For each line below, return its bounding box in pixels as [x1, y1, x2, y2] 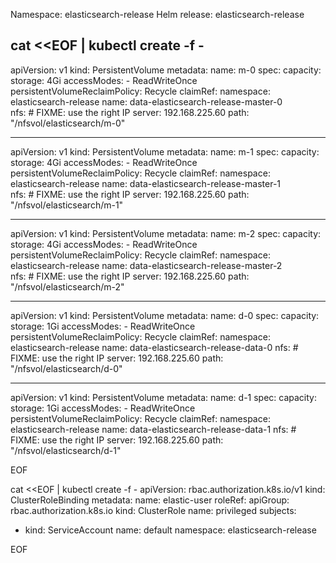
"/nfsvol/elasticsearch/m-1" [10, 199, 124, 211]
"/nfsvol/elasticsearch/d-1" [10, 444, 122, 456]
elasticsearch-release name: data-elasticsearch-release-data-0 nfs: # [10, 341, 299, 353]
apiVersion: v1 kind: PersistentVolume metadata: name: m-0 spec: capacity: [10, 64, 322, 76]
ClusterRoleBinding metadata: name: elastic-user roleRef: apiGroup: [10, 494, 290, 506]
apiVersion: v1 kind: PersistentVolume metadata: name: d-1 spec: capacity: [10, 391, 317, 403]
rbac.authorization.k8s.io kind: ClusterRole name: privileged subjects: [10, 504, 297, 516]
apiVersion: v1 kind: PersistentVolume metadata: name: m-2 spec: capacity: [10, 227, 322, 239]
